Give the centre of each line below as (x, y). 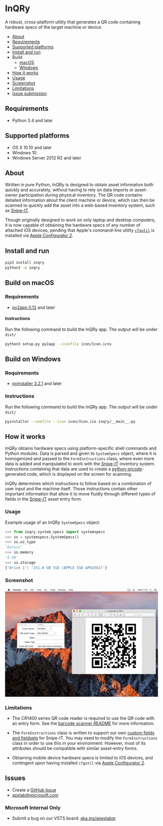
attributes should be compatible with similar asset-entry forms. (75, 748)
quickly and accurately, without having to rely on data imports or (69, 190)
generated (15, 474)
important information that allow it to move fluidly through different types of (80, 494)
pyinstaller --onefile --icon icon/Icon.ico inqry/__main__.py (70, 421)
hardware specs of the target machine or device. (54, 27)
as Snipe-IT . (17, 211)
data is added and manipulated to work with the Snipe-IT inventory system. (80, 464)
